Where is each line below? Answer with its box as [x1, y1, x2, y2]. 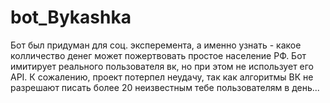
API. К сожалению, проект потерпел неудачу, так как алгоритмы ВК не [10, 71, 314, 83]
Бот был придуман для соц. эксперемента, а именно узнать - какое [10, 39, 302, 51]
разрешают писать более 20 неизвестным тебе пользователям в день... [10, 81, 320, 93]
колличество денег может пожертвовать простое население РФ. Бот [10, 49, 307, 61]
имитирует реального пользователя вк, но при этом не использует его [10, 60, 315, 72]
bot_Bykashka [10, 6, 132, 29]
